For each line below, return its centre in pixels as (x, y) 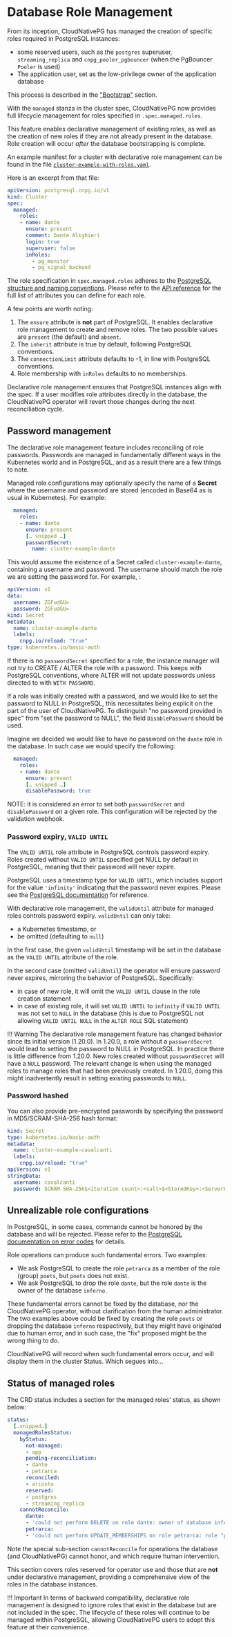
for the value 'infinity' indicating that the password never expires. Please (114, 887)
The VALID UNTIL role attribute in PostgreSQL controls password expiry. (108, 852)
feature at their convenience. (48, 1627)
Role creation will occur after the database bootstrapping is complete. (106, 143)
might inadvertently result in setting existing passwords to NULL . (97, 1078)
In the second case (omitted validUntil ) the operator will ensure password (114, 970)
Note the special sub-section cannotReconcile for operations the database (113, 1548)
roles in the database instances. (52, 1584)
